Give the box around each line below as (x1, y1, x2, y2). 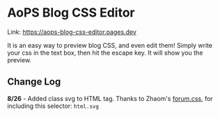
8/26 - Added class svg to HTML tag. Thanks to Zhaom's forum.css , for (7, 94, 214, 102)
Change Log (7, 76, 61, 88)
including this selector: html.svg (7, 102, 100, 110)
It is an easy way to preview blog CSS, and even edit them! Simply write (7, 41, 213, 49)
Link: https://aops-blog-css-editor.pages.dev (7, 28, 137, 36)
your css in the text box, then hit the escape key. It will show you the (7, 48, 203, 57)
